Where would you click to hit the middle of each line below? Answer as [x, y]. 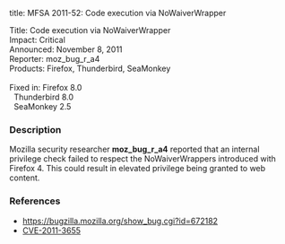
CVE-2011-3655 [52, 230]
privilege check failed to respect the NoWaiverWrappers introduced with [142, 159]
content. [25, 178]
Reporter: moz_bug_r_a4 [55, 59]
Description [35, 129]
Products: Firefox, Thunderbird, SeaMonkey [90, 68]
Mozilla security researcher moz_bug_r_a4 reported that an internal [134, 149]
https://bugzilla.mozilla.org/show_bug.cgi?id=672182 [120, 221]
